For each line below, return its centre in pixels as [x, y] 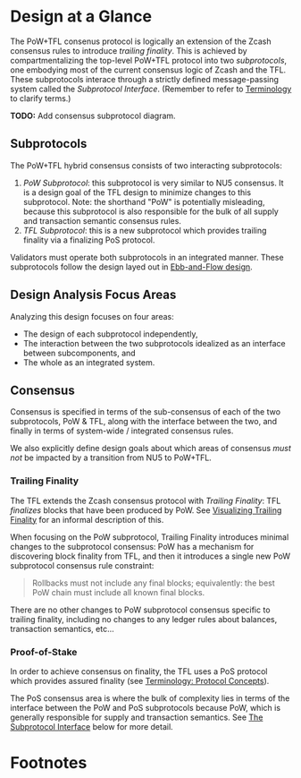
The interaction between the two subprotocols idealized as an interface [155, 343]
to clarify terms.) [41, 98]
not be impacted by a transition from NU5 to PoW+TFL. [111, 457]
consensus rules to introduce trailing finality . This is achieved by [129, 50]
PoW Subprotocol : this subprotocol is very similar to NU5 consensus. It [153, 183]
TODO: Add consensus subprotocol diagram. [93, 115]
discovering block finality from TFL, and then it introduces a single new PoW [150, 556]
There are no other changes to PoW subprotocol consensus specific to [140, 610]
